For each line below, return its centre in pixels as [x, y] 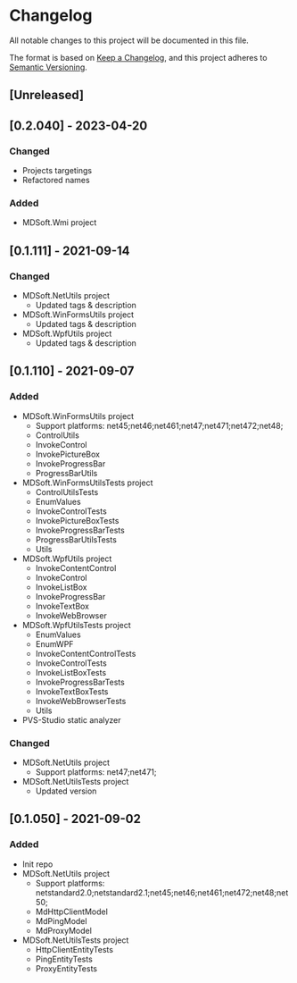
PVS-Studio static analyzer [72, 719]
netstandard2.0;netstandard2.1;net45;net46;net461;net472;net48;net [162, 892]
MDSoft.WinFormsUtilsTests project [87, 483]
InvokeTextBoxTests [72, 691]
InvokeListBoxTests [71, 672]
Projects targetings [57, 171]
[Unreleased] [47, 95]
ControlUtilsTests [67, 491]
